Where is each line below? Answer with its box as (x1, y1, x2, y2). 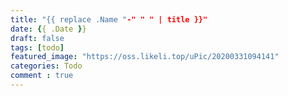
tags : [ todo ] (10, 42, 65, 53)
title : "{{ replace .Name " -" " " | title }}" (10, 14, 208, 25)
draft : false (10, 33, 65, 43)
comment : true (10, 71, 74, 81)
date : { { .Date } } (10, 24, 87, 34)
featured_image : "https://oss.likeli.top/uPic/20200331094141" (10, 52, 280, 62)
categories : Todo (10, 61, 83, 71)
